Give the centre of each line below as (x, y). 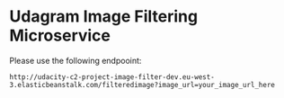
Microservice (60, 36)
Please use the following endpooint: (75, 60)
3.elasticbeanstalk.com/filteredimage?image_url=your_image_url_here (142, 85)
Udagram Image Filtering (104, 17)
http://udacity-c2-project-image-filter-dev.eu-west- (112, 77)
